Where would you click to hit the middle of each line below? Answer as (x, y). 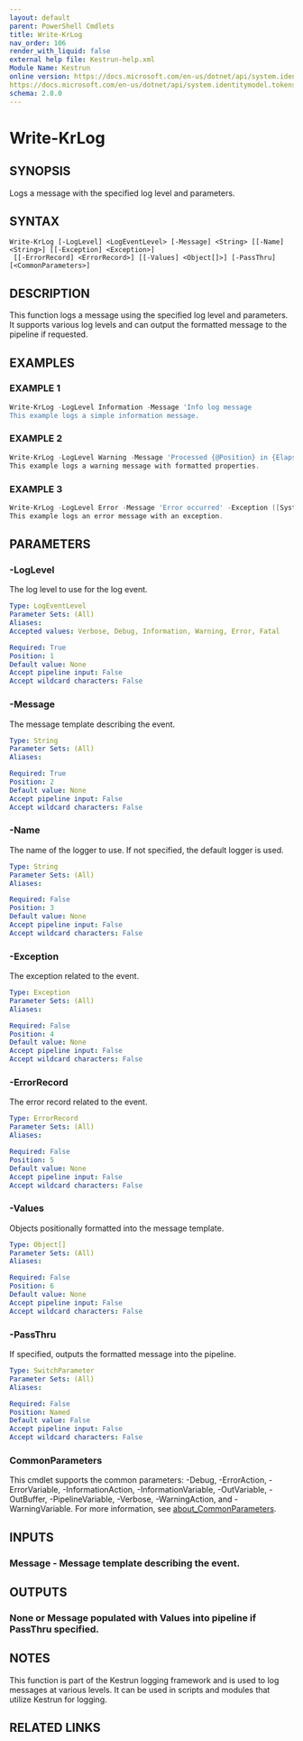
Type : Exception (40, 993)
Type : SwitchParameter (52, 1371)
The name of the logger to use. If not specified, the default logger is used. (147, 850)
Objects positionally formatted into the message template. (117, 1228)
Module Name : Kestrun (50, 69)
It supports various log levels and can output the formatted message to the (148, 325)
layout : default (40, 18)
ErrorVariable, (35, 1490)
